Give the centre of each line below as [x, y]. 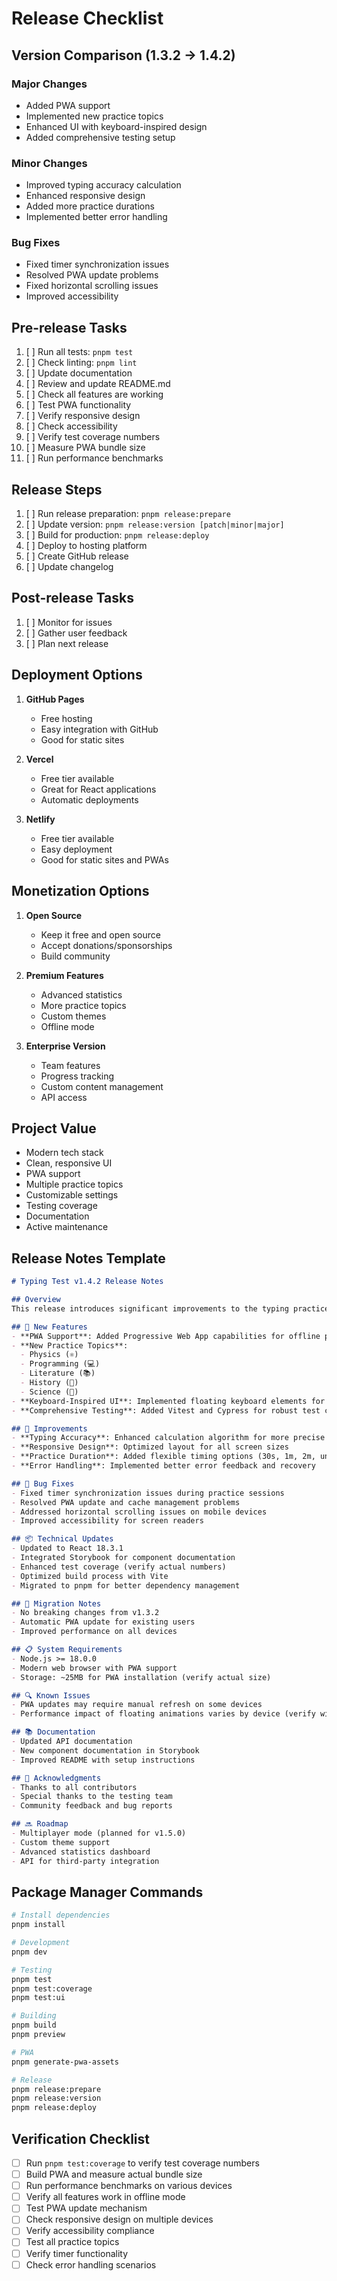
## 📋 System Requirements [67, 1650]
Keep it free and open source [100, 934]
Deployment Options [77, 675]
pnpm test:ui [38, 1998]
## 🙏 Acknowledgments [56, 1778]
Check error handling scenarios [91, 2264]
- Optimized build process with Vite [90, 1576]
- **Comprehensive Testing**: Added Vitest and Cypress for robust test [166, 1410]
